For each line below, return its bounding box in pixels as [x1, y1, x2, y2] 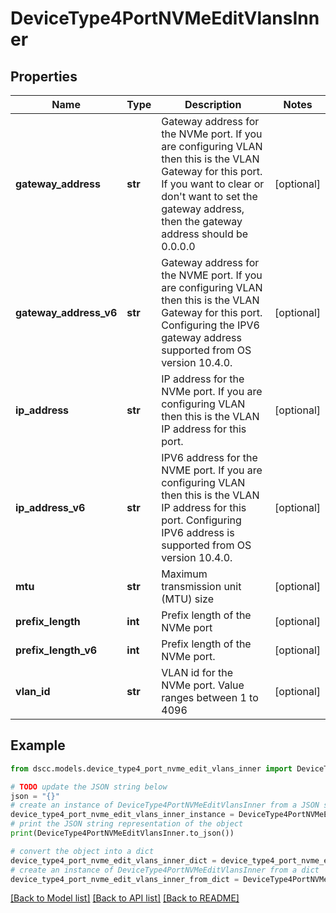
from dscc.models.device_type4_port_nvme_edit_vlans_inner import [10, 763, 293, 774]
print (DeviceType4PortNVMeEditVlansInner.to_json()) [10, 828, 235, 839]
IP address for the [161, 372, 245, 386]
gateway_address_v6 [15, 306, 118, 319]
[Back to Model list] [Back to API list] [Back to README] [10, 892, 240, 904]
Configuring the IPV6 [161, 318, 260, 332]
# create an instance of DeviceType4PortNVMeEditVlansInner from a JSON [10, 800, 320, 811]
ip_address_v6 [15, 501, 86, 514]
